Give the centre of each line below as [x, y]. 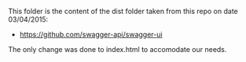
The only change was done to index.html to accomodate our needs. [117, 49]
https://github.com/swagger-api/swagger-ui [91, 34]
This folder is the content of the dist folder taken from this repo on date [123, 11]
